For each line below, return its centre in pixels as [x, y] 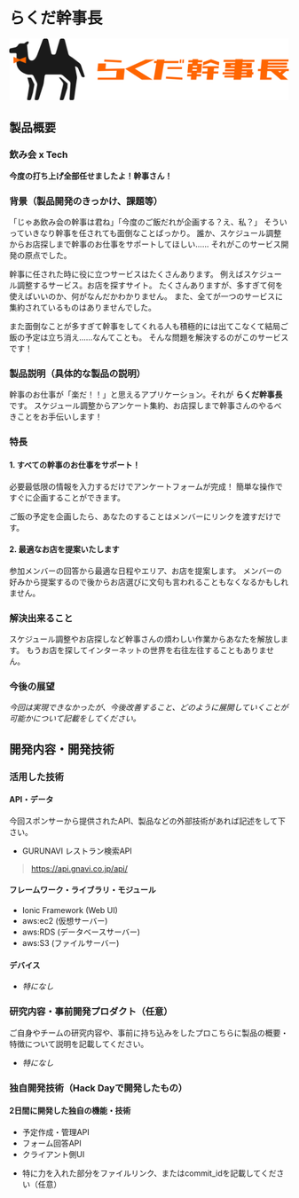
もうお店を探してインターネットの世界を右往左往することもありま [146, 650]
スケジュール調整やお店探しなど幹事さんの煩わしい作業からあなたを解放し [145, 639]
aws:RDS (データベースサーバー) [81, 932]
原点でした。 [48, 256]
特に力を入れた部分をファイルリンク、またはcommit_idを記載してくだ [149, 1173]
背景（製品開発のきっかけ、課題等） [86, 201]
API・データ [31, 800]
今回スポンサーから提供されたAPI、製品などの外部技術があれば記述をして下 [147, 821]
